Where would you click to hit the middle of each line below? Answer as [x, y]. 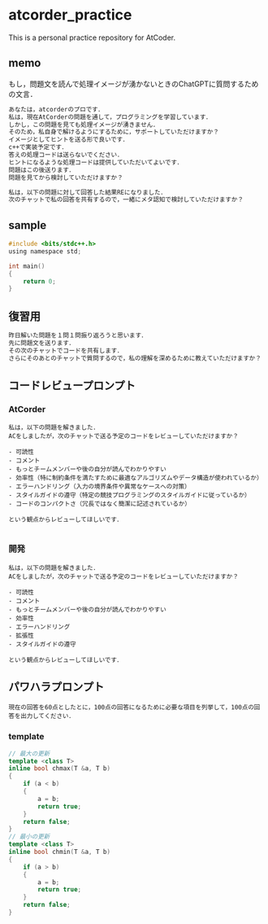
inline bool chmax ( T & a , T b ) [60, 769]
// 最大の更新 [29, 753]
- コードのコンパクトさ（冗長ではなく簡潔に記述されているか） [99, 504]
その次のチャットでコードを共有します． [66, 350]
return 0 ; [40, 281]
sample [28, 225]
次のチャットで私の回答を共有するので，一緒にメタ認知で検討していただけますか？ [126, 200]
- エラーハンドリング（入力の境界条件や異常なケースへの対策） [99, 487]
